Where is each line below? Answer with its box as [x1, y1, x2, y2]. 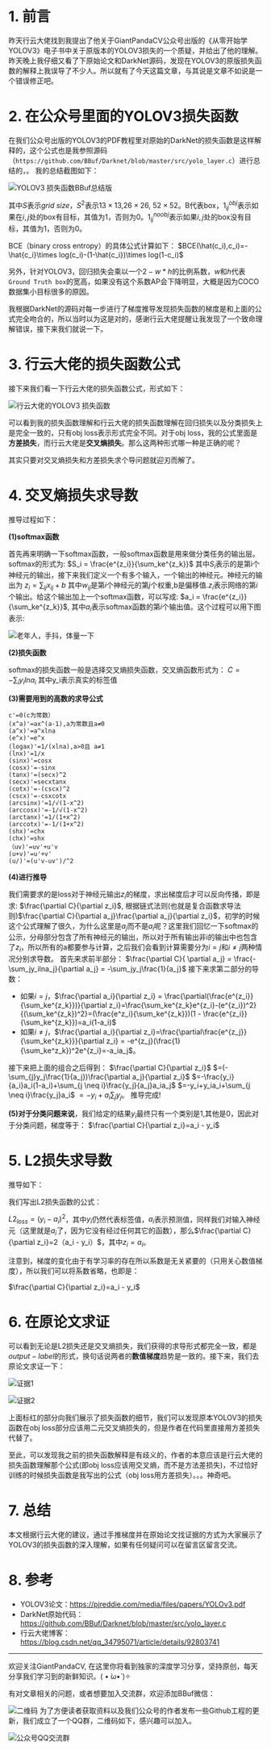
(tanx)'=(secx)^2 [8, 771, 67, 779]
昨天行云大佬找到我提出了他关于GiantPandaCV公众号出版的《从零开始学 [8, 36, 248, 45]
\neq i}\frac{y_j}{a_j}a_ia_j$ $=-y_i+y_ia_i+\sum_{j [84, 1080, 251, 1090]
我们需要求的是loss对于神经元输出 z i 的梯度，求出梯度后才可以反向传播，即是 [8, 889, 261, 900]
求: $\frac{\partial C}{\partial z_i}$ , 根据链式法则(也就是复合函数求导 [8, 900, 234, 910]
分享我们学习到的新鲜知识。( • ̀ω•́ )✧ [8, 1671, 131, 1681]
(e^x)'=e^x [8, 733, 45, 742]
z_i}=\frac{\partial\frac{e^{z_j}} [144, 1027, 248, 1037]
